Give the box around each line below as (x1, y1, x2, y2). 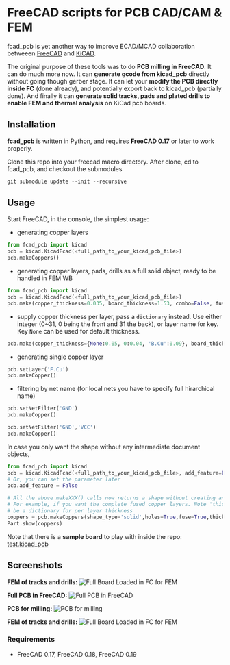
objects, (7, 450, 30, 458)
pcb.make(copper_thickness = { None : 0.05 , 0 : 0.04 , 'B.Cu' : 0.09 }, (7, 340, 188, 347)
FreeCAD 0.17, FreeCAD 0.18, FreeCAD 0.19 (16, 650, 137, 658)
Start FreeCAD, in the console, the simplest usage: (7, 215, 149, 223)
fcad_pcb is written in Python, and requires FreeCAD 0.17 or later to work (7, 137, 214, 145)
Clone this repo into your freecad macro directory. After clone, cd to (7, 158, 199, 166)
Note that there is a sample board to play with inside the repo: (7, 532, 183, 540)
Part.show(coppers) (7, 520, 63, 527)
